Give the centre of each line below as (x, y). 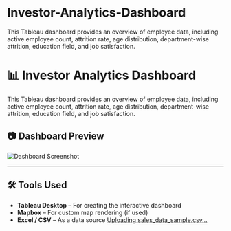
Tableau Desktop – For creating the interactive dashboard (99, 205)
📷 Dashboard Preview (56, 136)
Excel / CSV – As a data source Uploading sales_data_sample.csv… (112, 220)
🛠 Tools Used (37, 185)
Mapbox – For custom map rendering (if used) (82, 212)
